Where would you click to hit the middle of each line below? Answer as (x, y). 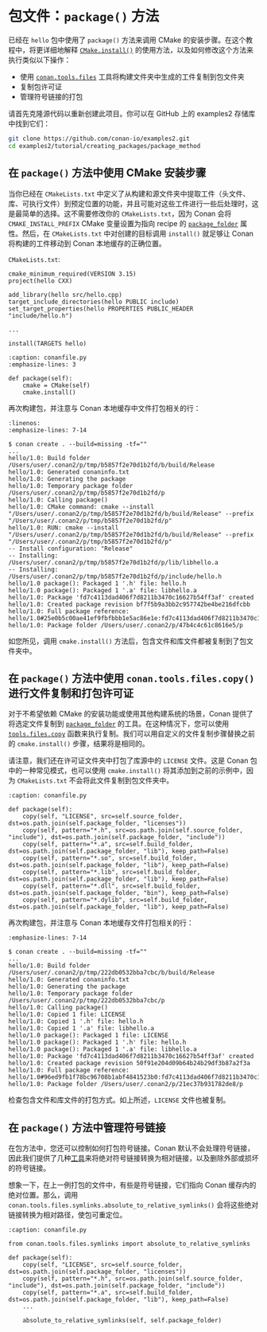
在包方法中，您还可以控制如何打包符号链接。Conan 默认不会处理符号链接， (131, 1148)
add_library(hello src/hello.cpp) (66, 295)
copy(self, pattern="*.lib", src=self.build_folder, (112, 873)
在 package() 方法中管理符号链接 (87, 1127)
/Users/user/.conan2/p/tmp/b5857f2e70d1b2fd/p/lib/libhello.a (113, 562)
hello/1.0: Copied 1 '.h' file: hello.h (76, 1021)
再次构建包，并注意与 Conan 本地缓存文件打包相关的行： (101, 923)
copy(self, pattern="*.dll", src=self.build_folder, (112, 886)
